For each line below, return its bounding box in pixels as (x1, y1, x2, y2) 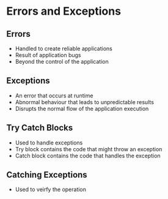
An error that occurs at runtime (15, 92, 93, 99)
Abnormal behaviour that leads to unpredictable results (15, 98, 155, 105)
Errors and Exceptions (6, 4, 121, 18)
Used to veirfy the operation (15, 186, 87, 193)
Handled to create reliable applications (15, 45, 113, 52)
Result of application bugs (15, 51, 81, 59)
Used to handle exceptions (15, 139, 83, 146)
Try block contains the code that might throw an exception (15, 145, 163, 152)
